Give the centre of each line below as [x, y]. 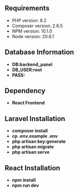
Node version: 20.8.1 [33, 36]
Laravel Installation [35, 118]
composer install [30, 131]
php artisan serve [31, 152]
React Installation [32, 168]
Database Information [39, 52]
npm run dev [25, 185]
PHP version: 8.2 [29, 20]
